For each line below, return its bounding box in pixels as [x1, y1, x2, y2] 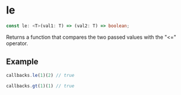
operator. [6, 39, 28, 47]
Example [6, 57, 39, 67]
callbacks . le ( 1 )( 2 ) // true [6, 72, 75, 78]
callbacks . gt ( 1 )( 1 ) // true [6, 83, 75, 89]
